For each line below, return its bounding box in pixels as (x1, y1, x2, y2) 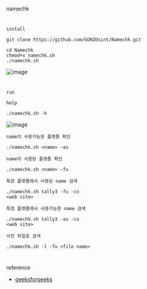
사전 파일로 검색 (6, 233, 41, 240)
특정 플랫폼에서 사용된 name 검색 (6, 178, 78, 184)
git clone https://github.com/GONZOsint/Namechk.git (6, 37, 142, 43)
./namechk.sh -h (6, 111, 47, 117)
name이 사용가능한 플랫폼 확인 (6, 134, 71, 140)
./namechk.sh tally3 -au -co (6, 216, 80, 222)
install (6, 26, 26, 33)
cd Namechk (6, 48, 34, 54)
